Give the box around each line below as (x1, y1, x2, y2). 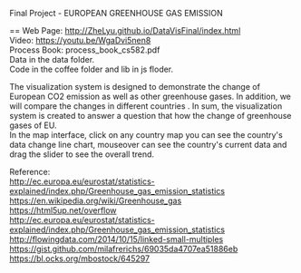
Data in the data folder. (9, 54, 95, 64)
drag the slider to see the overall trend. (9, 149, 155, 160)
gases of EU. (9, 120, 57, 131)
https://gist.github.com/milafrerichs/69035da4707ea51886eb (9, 244, 238, 254)
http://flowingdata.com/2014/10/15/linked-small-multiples (9, 234, 224, 244)
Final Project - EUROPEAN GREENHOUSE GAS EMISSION (9, 8, 224, 18)
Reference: (9, 167, 51, 177)
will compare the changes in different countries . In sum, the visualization (9, 101, 283, 112)
